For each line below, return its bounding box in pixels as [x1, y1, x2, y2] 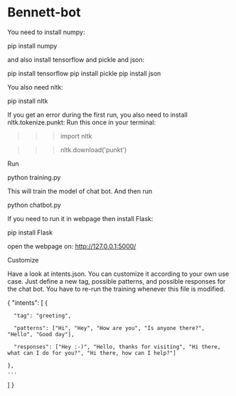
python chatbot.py [7, 200, 62, 209]
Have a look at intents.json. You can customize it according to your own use [7, 269, 230, 278]
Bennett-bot [7, 4, 81, 21]
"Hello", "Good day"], [7, 331, 75, 338]
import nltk [60, 132, 92, 140]
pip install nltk [7, 97, 48, 105]
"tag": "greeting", [14, 312, 72, 319]
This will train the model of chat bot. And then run [7, 186, 153, 196]
